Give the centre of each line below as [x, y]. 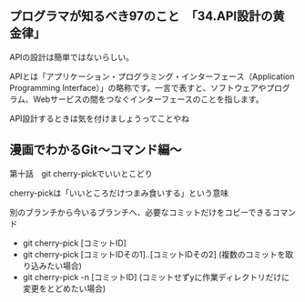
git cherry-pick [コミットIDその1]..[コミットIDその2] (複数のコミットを [154, 254]
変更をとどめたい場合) [64, 288]
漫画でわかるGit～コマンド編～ [96, 150]
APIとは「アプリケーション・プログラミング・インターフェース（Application [152, 76]
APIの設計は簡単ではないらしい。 [72, 56]
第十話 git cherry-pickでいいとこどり [81, 173]
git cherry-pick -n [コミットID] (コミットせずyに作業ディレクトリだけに [156, 277]
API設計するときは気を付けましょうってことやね [99, 118]
